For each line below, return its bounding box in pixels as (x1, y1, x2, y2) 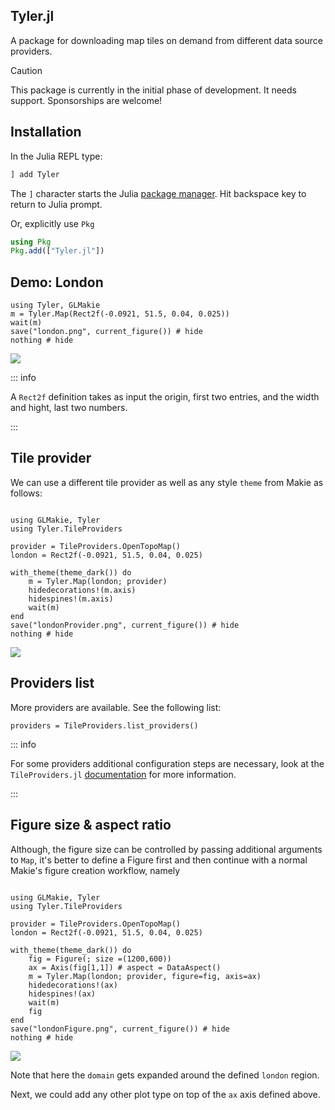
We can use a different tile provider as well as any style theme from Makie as (10, 476, 324, 488)
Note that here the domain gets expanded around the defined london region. (10, 1069, 320, 1081)
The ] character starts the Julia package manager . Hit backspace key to (10, 187, 307, 199)
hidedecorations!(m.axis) (28, 585, 137, 595)
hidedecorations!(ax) (28, 980, 118, 990)
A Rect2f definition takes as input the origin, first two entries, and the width (10, 391, 320, 403)
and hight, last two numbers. (10, 402, 128, 414)
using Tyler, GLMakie (10, 300, 101, 311)
